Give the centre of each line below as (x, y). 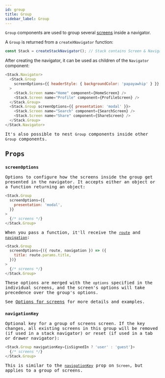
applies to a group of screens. (44, 370)
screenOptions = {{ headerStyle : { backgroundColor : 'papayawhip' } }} (87, 84)
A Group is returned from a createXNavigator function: (59, 42)
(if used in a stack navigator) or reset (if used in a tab (79, 333)
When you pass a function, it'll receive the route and (73, 232)
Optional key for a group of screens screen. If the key (75, 323)
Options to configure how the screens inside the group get (79, 177)
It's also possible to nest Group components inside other (77, 134)
